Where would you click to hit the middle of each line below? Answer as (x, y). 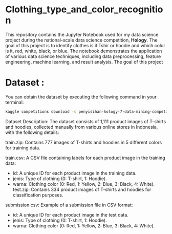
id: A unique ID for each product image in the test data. (71, 215)
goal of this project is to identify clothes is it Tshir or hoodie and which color (85, 45)
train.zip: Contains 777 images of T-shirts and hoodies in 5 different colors (84, 142)
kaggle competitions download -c (41, 111)
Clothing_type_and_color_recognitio (84, 9)
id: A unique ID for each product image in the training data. (74, 173)
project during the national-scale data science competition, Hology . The (81, 40)
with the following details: (32, 132)
